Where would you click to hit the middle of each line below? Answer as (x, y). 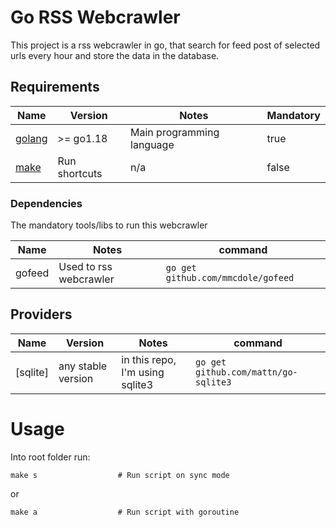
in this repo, (149, 359)
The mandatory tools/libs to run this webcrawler (109, 225)
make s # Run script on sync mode (120, 475)
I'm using (143, 372)
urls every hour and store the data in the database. (115, 55)
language (152, 144)
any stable (83, 366)
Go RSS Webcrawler (95, 17)
